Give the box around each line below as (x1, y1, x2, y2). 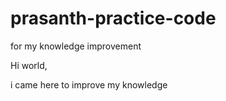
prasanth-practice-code (10, 7, 217, 30)
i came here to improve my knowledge (10, 78, 168, 91)
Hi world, (10, 59, 48, 71)
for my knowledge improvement (10, 40, 142, 52)
